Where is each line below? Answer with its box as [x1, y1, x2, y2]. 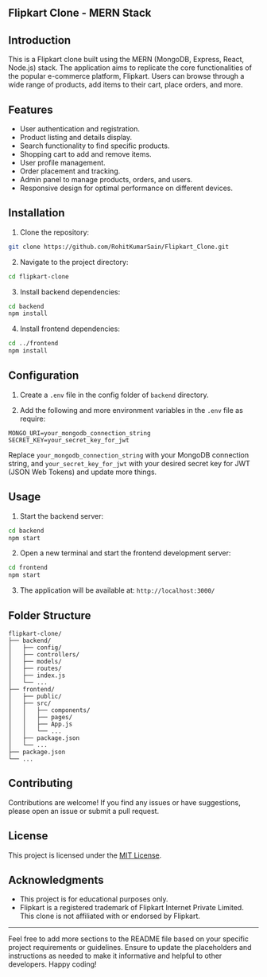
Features [8, 103, 53, 116]
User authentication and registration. [19, 124, 141, 134]
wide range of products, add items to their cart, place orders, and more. [8, 80, 243, 90]
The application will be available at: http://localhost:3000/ [19, 586, 215, 595]
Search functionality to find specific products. [19, 141, 170, 150]
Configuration [8, 369, 79, 383]
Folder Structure [8, 609, 91, 622]
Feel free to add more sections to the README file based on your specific [8, 934, 249, 944]
